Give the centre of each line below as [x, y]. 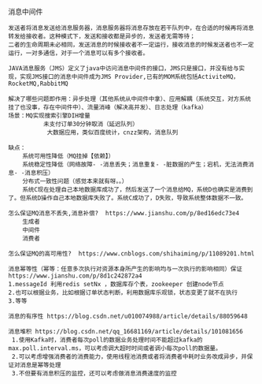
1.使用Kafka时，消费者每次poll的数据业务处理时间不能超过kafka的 [107, 340]
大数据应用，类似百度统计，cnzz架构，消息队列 [113, 132]
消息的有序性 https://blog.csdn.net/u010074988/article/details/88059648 [128, 316]
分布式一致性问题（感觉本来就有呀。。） [75, 181]
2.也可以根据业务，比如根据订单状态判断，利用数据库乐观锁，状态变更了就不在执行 [123, 293]
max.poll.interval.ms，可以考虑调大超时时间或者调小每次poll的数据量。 [115, 349]
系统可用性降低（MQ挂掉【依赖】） [68, 156]
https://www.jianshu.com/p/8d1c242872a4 [76, 276]
